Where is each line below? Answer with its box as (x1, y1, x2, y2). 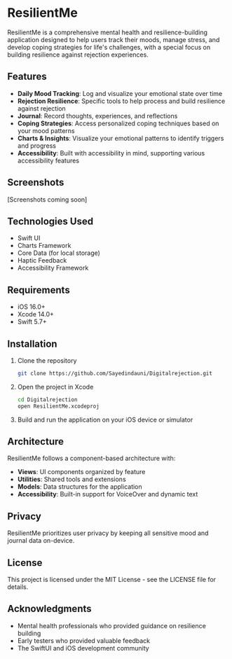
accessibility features (17, 156, 79, 165)
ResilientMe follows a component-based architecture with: (7, 454, 176, 463)
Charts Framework (17, 242, 71, 250)
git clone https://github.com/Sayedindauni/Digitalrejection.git (17, 370, 212, 377)
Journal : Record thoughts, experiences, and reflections (17, 111, 178, 120)
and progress (17, 141, 57, 150)
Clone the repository (17, 356, 77, 365)
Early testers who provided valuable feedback (17, 636, 151, 645)
